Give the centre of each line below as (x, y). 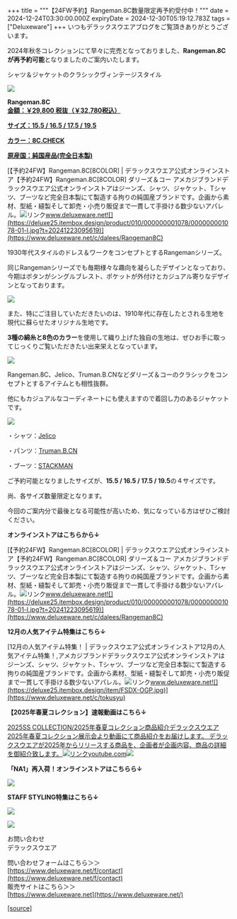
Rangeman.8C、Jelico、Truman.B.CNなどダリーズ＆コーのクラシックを (111, 375)
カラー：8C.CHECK (36, 141)
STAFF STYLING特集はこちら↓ (53, 797)
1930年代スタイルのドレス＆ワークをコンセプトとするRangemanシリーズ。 (116, 252)
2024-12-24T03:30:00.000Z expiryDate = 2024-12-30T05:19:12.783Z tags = (119, 18)
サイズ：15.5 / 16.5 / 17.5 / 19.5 (52, 125)
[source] (20, 908)
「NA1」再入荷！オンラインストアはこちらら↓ (75, 769)
